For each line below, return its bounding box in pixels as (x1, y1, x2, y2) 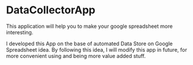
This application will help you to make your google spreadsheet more (6, 23, 173, 30)
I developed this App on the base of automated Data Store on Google (6, 40, 173, 47)
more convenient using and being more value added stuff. (6, 52, 146, 59)
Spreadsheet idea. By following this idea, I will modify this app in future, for (6, 46, 188, 53)
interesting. (6, 28, 33, 35)
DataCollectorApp (6, 3, 96, 17)
